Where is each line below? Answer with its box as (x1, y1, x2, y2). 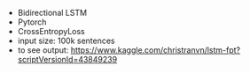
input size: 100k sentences (17, 35, 115, 46)
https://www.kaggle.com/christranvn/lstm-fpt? (70, 45, 241, 55)
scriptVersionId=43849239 (17, 55, 118, 64)
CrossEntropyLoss (17, 26, 86, 36)
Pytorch (17, 17, 47, 27)
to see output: (17, 45, 69, 55)
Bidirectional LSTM (17, 8, 87, 18)
